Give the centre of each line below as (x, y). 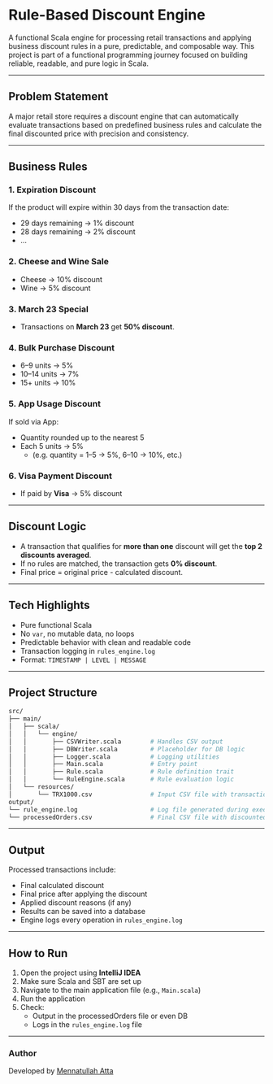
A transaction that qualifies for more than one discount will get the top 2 (141, 546)
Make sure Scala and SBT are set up (81, 982)
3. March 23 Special (49, 309)
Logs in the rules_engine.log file (87, 1025)
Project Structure (53, 692)
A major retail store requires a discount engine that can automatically (124, 116)
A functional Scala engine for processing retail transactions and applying (130, 37)
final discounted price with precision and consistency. (99, 133)
